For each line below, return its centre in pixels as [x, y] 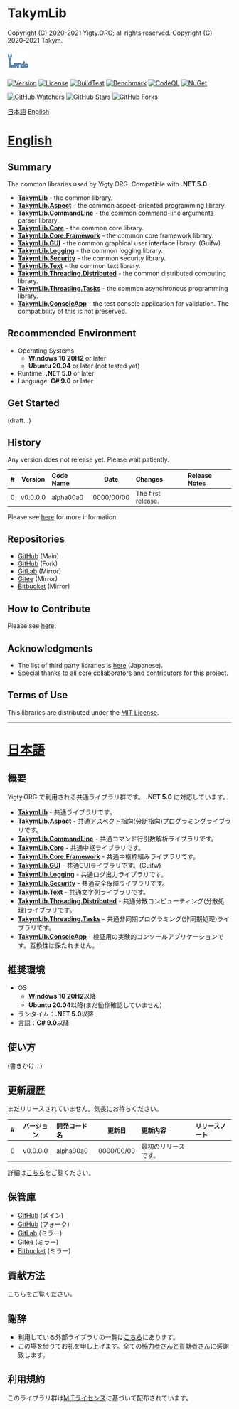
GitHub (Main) [38, 556]
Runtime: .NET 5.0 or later [56, 373]
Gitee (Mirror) [38, 579]
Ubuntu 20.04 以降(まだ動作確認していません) [95, 1005]
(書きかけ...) [25, 1065]
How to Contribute [49, 608]
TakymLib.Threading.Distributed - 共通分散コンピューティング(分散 [118, 900]
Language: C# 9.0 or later [55, 381]
